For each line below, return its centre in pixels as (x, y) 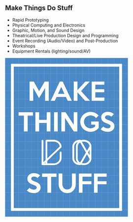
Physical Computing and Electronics (49, 25)
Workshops (24, 46)
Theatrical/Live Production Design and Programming (65, 35)
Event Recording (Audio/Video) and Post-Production (65, 41)
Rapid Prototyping (30, 20)
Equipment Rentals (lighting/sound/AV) (51, 51)
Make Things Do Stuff (39, 8)
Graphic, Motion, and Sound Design (48, 30)
